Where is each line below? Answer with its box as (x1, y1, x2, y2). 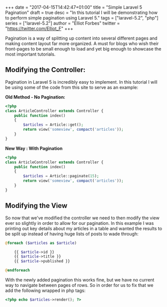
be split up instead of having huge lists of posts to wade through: (5, 230, 139, 237)
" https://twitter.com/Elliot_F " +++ (5, 26, 73, 32)
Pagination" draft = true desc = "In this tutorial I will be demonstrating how (5, 10, 158, 16)
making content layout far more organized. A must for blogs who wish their (5, 41, 159, 47)
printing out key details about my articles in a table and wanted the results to (5, 225, 163, 231)
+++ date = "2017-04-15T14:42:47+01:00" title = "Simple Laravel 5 (5, 5, 143, 10)
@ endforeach (5, 268, 30, 273)
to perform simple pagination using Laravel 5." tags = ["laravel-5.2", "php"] (5, 15, 159, 21)
